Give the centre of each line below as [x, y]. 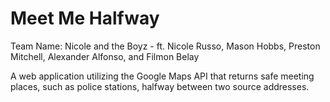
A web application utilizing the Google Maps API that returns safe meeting [162, 76]
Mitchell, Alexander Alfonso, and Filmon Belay [105, 56]
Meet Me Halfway [85, 18]
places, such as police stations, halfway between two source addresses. [160, 86]
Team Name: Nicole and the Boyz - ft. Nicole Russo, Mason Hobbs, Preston [165, 46]
